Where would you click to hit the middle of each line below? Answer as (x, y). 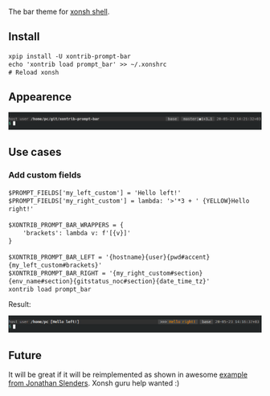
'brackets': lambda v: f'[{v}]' (77, 233)
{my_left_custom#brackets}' (55, 265)
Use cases (35, 152)
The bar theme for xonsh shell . (59, 12)
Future (25, 355)
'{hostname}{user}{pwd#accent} (158, 257)
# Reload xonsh (34, 72)
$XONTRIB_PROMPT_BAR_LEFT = (55, 257)
